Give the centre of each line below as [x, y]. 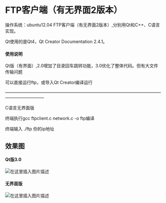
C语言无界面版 [20, 108]
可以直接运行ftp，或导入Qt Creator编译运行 [49, 83]
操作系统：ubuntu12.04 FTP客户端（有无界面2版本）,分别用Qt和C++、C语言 [83, 25]
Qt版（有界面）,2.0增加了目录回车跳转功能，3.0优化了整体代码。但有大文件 [82, 66]
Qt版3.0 [13, 159]
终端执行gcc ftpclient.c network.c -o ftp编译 [50, 118]
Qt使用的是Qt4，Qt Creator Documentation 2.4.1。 [56, 41]
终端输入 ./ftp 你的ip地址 [30, 129]
